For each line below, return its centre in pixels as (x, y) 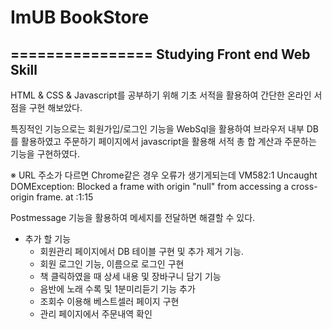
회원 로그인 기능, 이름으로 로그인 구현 (112, 264)
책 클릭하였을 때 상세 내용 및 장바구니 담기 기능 (130, 276)
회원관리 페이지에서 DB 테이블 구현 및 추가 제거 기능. (141, 251)
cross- (304, 186)
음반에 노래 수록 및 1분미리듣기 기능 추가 (117, 289)
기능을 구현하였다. (45, 154)
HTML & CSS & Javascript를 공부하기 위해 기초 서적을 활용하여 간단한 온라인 (161, 95)
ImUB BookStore (80, 17)
